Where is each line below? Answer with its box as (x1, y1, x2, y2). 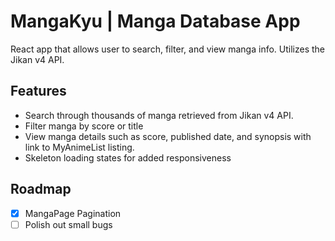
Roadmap (10, 181, 72, 198)
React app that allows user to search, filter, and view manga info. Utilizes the (10, 43, 326, 55)
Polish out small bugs (24, 218, 113, 230)
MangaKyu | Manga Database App (10, 10, 301, 33)
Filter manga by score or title (24, 120, 144, 132)
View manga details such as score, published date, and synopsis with (24, 130, 312, 142)
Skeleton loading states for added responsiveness (24, 151, 232, 164)
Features (10, 83, 67, 100)
